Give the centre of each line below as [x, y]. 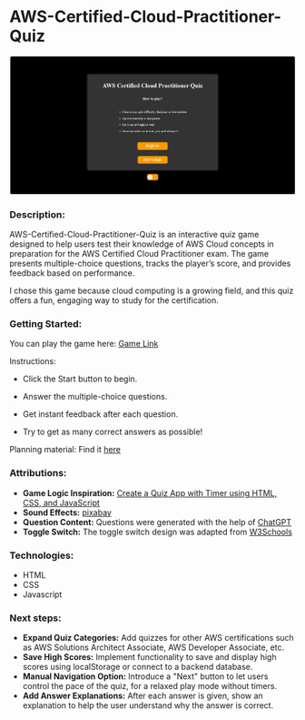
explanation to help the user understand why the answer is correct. [148, 705]
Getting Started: [46, 324]
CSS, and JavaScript [61, 502]
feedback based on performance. [72, 273]
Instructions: [33, 361]
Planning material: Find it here [65, 450]
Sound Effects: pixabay [67, 512]
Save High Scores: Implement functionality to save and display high [149, 657]
